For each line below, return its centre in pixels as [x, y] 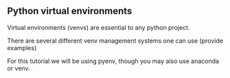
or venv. [19, 68]
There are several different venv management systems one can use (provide [115, 41]
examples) [22, 47]
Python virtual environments [70, 11]
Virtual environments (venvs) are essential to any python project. [99, 27]
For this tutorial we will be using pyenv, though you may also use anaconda [113, 61]
